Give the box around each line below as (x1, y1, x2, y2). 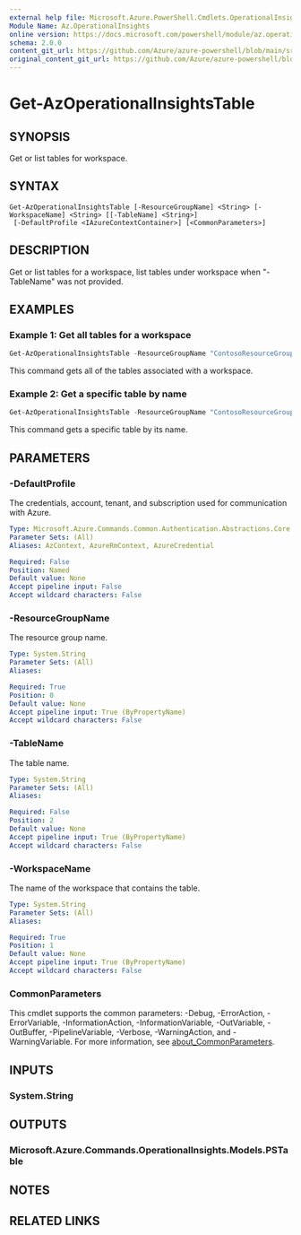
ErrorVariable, (9, 1017, 61, 1028)
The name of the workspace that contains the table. (9, 883, 201, 893)
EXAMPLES (9, 302, 74, 317)
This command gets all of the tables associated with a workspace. (9, 365, 254, 377)
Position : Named (9, 566, 70, 575)
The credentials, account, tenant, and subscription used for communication (9, 498, 288, 509)
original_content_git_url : (9, 55, 110, 64)
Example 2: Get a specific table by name (9, 387, 187, 400)
